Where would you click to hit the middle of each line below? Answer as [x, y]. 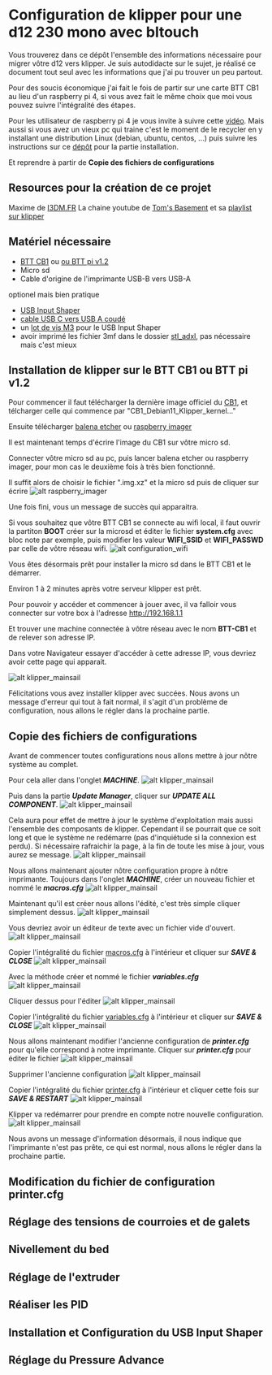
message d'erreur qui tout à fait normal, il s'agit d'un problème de [118, 702]
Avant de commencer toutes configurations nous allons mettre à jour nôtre [133, 756]
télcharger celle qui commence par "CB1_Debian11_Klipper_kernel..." [123, 411]
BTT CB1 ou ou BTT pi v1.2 [64, 261]
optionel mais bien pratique [54, 294]
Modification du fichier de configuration [112, 1181]
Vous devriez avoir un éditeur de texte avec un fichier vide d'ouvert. [122, 928]
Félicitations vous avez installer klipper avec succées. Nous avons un [124, 693]
